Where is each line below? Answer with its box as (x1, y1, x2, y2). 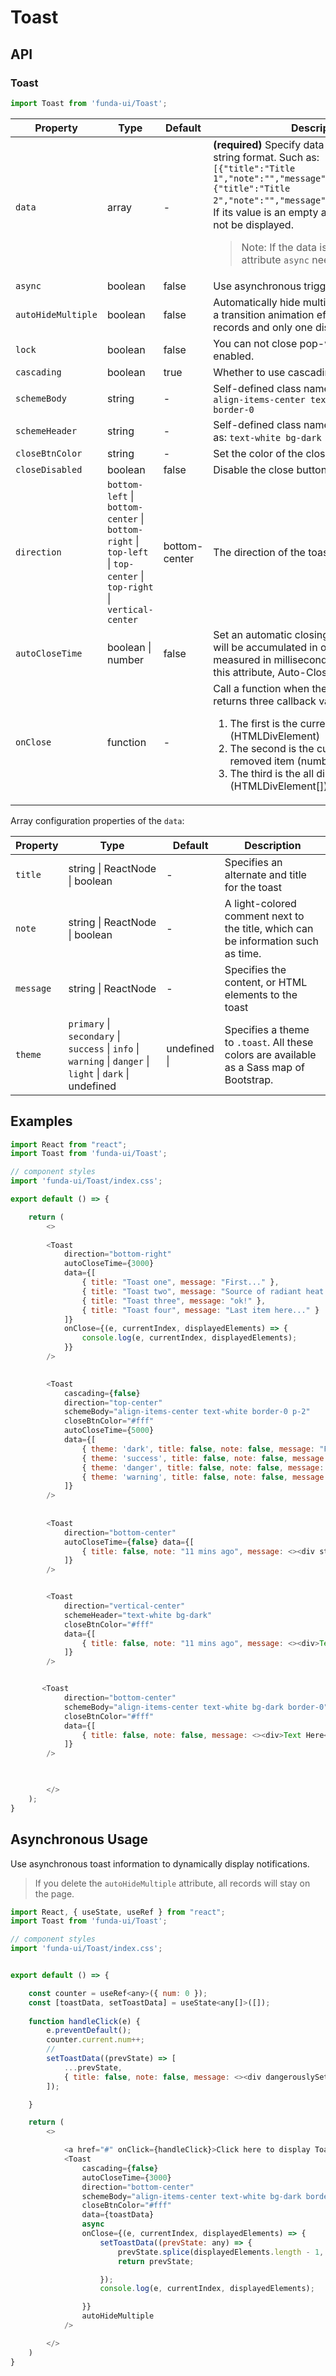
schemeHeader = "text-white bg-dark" (63, 1610, 213, 1620)
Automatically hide (213, 295, 301, 309)
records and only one (213, 320, 313, 334)
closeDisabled (15, 464, 83, 475)
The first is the (229, 716, 298, 730)
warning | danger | (68, 1054, 150, 1068)
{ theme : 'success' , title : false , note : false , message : (81, 1453, 329, 1463)
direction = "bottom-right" (63, 1249, 172, 1260)
